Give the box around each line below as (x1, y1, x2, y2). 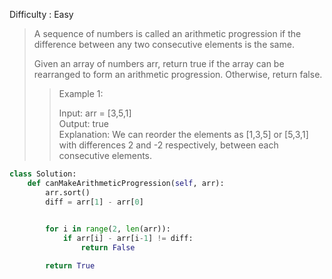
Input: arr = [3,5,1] (58, 107, 132, 119)
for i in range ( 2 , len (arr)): (45, 224, 171, 234)
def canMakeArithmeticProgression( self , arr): (27, 178, 225, 188)
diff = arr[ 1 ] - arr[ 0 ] (45, 197, 144, 207)
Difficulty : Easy (9, 9, 74, 20)
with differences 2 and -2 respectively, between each (58, 139, 279, 151)
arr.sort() (45, 187, 91, 198)
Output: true (58, 118, 109, 129)
